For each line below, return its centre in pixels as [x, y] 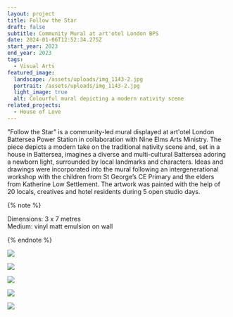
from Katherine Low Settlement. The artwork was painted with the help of [114, 184]
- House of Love [37, 112]
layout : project [31, 14]
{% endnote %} [30, 240]
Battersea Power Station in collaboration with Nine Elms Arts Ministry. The [114, 139]
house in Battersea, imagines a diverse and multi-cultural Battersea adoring [117, 154]
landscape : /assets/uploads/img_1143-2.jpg [78, 79]
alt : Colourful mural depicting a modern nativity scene [99, 99]
